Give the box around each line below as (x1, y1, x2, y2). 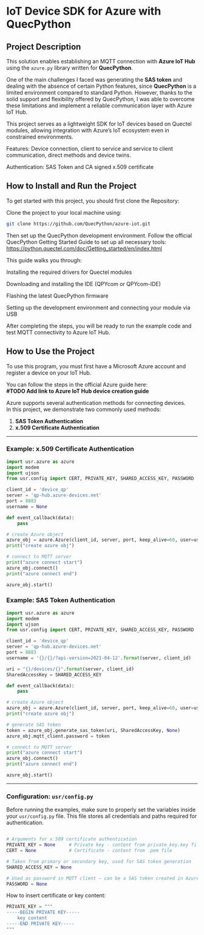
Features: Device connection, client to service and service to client (6, 145, 173, 152)
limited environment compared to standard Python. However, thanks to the (6, 89, 192, 96)
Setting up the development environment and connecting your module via (6, 304, 191, 311)
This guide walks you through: (6, 256, 82, 263)
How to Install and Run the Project (6, 181, 137, 192)
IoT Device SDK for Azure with (6, 4, 161, 18)
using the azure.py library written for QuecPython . (6, 64, 133, 71)
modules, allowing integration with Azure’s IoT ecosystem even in (6, 127, 170, 134)
